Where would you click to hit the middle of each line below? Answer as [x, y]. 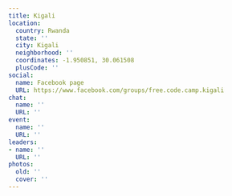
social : [21, 75]
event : [19, 120]
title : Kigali [32, 16]
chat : [17, 98]
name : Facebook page [50, 82]
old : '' [28, 172]
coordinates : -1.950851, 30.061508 [75, 61]
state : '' [32, 38]
